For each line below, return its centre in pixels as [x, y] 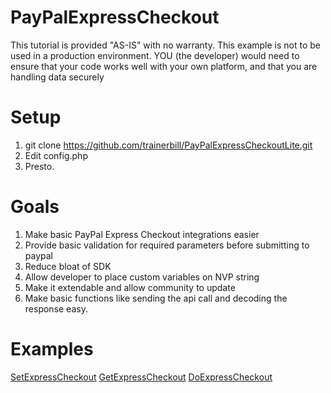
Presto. [39, 166]
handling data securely [57, 77]
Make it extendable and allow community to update [130, 287]
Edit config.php [56, 155]
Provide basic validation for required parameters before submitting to [167, 245]
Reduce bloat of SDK [68, 266]
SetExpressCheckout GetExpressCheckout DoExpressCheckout [141, 377]
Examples [52, 349]
